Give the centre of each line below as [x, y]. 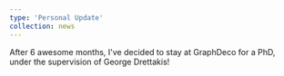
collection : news [42, 26]
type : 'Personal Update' [56, 18]
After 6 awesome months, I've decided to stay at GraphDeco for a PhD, [142, 52]
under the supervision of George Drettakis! [90, 62]
